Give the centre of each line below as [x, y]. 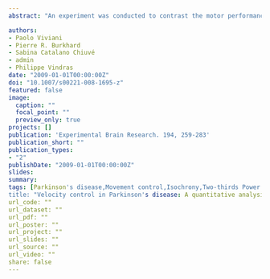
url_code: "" [30, 202]
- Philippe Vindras [41, 68]
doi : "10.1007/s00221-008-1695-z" [66, 82]
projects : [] [30, 128]
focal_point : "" [43, 113]
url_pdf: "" [28, 217]
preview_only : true [48, 120]
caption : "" [36, 105]
